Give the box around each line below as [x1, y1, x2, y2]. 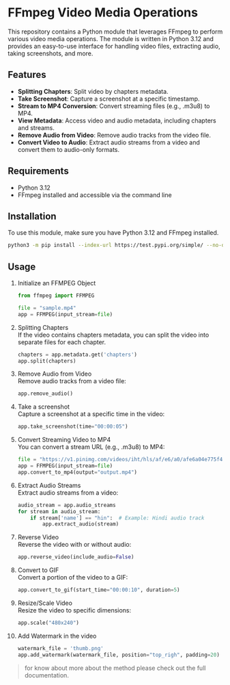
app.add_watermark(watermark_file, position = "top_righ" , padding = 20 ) [17, 651, 220, 658]
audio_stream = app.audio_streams [17, 502, 116, 508]
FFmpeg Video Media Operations [8, 5, 199, 21]
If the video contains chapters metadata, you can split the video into [17, 331, 210, 339]
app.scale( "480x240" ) [17, 619, 79, 627]
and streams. [17, 123, 55, 131]
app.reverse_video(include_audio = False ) [17, 554, 134, 560]
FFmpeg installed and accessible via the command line [17, 190, 173, 199]
